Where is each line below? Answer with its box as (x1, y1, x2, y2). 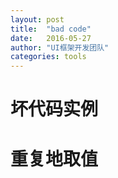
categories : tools (10, 52, 87, 62)
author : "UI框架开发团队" (10, 42, 110, 53)
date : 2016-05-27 (10, 33, 92, 43)
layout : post (10, 14, 65, 25)
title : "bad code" (10, 24, 92, 34)
